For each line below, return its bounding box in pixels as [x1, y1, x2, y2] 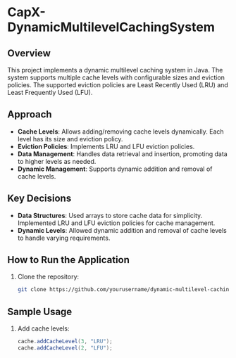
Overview [7, 47, 51, 59]
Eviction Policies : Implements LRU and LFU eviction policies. [17, 142, 195, 151]
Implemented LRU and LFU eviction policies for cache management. [17, 219, 216, 227]
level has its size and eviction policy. [17, 134, 123, 143]
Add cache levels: [17, 324, 70, 333]
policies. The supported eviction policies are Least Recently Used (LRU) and [7, 81, 229, 89]
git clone [17, 286, 47, 293]
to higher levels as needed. [17, 157, 97, 165]
